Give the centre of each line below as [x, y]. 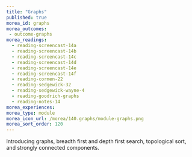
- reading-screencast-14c [44, 57]
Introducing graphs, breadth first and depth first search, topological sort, [96, 141]
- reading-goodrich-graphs [45, 96]
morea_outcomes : [26, 29]
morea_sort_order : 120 [35, 124]
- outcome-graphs [30, 34]
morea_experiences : [31, 107]
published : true [26, 18]
